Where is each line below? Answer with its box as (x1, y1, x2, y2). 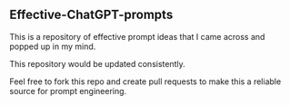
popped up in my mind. (9, 41, 96, 52)
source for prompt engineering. (9, 85, 127, 96)
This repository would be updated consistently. (9, 58, 185, 69)
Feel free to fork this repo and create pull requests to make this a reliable (9, 76, 282, 87)
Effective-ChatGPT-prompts (9, 7, 174, 23)
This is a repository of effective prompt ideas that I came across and (9, 31, 265, 42)
